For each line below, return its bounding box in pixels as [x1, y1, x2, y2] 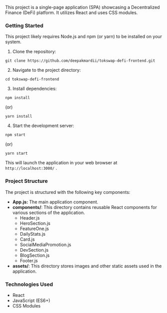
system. [5, 39, 21, 45]
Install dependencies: [12, 85, 57, 92]
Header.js [19, 215, 40, 221]
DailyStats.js [19, 231, 46, 237]
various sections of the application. [12, 210, 85, 216]
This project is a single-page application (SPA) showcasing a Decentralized [5, 5, 160, 10]
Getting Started [5, 22, 43, 29]
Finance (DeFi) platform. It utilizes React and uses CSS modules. [5, 10, 138, 16]
